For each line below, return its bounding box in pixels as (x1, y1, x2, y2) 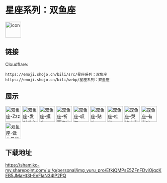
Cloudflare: (5, 61, 29, 67)
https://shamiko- (5, 162, 40, 168)
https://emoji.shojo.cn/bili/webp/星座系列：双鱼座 (5, 77, 110, 82)
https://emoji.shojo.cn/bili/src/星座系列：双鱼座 (5, 72, 108, 77)
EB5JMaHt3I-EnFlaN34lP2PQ (5, 172, 66, 178)
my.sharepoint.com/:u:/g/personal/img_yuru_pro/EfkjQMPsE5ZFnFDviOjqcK (5, 167, 162, 173)
